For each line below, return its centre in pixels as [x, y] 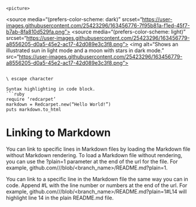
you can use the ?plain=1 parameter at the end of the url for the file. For [92, 161]
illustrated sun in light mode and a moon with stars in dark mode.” [85, 50]
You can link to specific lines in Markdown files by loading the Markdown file [98, 149]
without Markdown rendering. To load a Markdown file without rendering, [94, 155]
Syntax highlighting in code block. [51, 89]
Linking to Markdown [59, 133]
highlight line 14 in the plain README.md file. [60, 198]
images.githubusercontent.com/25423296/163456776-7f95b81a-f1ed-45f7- [98, 26]
